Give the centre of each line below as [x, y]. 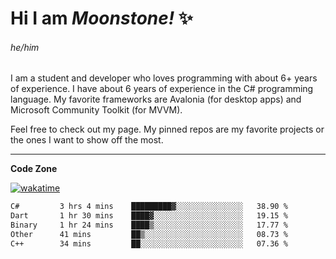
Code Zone [34, 169]
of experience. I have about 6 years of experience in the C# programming [162, 89]
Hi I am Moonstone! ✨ [101, 18]
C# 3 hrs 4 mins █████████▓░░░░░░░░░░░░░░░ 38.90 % [149, 207]
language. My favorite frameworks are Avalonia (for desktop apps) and [156, 99]
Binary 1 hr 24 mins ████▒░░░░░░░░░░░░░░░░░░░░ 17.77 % [149, 225]
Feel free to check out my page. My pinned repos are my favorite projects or [167, 129]
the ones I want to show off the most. [87, 140]
